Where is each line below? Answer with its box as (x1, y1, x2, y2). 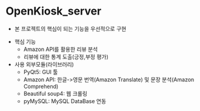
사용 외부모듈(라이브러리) (14, 61, 74, 68)
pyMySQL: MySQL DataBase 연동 (23, 97, 107, 104)
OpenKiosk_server (5, 4, 102, 18)
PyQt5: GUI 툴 (23, 68, 58, 75)
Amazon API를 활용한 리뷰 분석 (23, 45, 98, 53)
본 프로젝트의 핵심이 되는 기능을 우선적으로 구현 (14, 25, 127, 32)
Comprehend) (23, 82, 59, 90)
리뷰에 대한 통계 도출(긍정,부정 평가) (23, 53, 108, 60)
